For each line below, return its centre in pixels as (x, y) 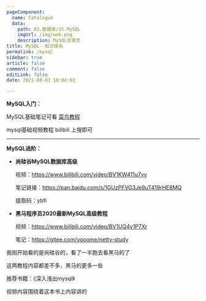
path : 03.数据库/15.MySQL (49, 29)
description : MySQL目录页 (49, 40)
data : (19, 23)
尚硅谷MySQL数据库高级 (46, 162)
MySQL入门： (24, 104)
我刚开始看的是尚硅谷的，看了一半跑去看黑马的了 (68, 253)
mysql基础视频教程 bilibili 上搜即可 (50, 130)
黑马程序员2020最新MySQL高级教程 (61, 214)
